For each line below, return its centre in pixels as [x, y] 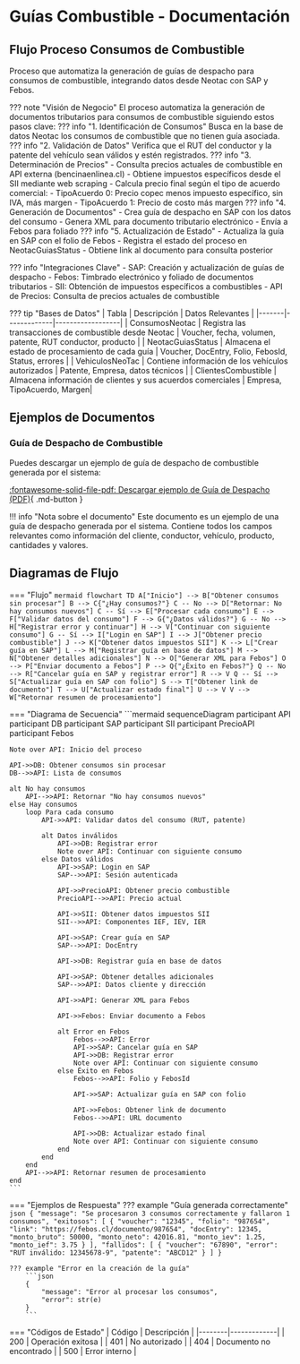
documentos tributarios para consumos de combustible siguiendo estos [142, 117]
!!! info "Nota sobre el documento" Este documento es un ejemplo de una [144, 516]
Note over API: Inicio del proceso [76, 750]
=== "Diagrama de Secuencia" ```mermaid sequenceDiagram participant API [150, 714]
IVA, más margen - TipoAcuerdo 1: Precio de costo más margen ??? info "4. [148, 202]
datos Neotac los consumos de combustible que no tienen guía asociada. [145, 136]
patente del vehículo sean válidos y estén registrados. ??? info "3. [130, 155]
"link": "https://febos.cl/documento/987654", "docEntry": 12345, [136, 1229]
